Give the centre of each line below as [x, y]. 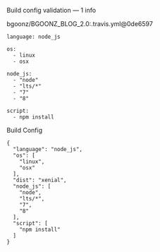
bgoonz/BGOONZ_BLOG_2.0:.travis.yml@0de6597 [80, 24]
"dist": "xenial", [40, 180]
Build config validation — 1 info [51, 10]
